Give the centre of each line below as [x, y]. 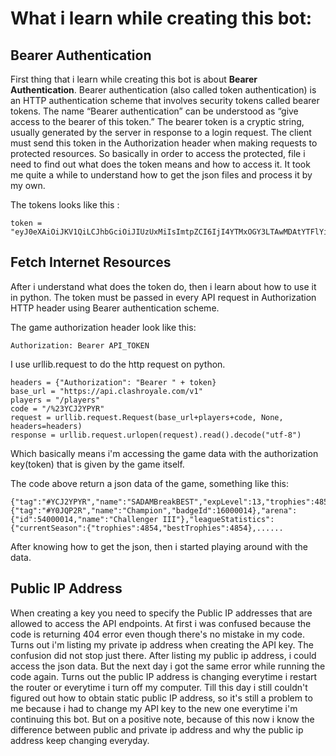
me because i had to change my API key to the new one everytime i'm [154, 708]
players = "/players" [55, 400]
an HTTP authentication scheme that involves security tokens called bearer [165, 100]
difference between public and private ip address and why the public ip [157, 729]
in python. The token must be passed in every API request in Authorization [163, 297]
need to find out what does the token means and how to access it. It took [160, 164]
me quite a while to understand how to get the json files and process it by [161, 175]
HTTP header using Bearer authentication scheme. [115, 308]
